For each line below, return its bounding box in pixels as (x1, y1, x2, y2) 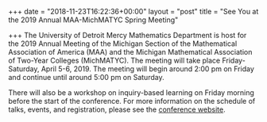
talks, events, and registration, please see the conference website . (8, 105, 226, 114)
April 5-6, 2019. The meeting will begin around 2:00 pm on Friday (41, 64, 254, 74)
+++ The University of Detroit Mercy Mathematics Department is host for (8, 31, 247, 40)
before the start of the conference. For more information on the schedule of (8, 97, 256, 105)
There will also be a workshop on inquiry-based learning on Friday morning (8, 88, 254, 97)
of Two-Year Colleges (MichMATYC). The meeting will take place (8, 55, 221, 65)
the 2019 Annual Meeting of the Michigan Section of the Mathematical (8, 39, 238, 48)
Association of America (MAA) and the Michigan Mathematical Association (8, 48, 253, 56)
